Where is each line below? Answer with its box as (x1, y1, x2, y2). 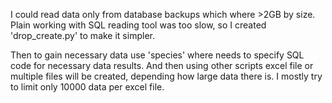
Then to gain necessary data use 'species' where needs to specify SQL (10, 49, 305, 61)
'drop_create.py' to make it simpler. (10, 30, 155, 41)
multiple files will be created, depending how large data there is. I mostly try (10, 70, 323, 82)
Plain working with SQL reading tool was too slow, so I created (10, 19, 267, 31)
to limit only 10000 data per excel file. (10, 81, 165, 93)
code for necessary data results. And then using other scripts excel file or (10, 60, 314, 71)
